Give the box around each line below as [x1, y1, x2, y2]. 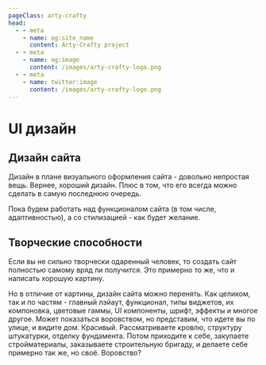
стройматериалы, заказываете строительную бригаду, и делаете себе [8, 340, 249, 349]
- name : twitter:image [22, 78, 98, 86]
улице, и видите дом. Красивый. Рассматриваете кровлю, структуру [8, 323, 242, 332]
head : [8, 19, 26, 27]
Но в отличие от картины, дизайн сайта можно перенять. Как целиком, [8, 289, 251, 298]
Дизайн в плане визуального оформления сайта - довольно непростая [8, 172, 249, 182]
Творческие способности [8, 236, 143, 249]
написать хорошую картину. [8, 274, 105, 283]
